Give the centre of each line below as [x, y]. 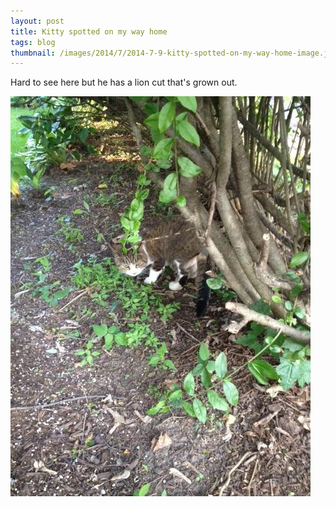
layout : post [37, 21]
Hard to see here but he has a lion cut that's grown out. [124, 82]
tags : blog [33, 42]
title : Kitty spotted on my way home [89, 31]
